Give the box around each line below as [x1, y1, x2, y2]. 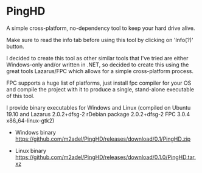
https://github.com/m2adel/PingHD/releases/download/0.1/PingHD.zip [15, 135, 191, 143]
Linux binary [15, 147, 47, 154]
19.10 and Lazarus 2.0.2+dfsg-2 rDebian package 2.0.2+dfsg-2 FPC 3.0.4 [6, 110, 190, 118]
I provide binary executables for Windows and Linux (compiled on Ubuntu [6, 104, 191, 111]
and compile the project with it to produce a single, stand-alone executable [6, 85, 195, 93]
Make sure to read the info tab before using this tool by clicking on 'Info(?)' [6, 36, 193, 43]
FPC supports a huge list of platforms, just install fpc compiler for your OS [6, 79, 192, 86]
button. [6, 43, 24, 50]
